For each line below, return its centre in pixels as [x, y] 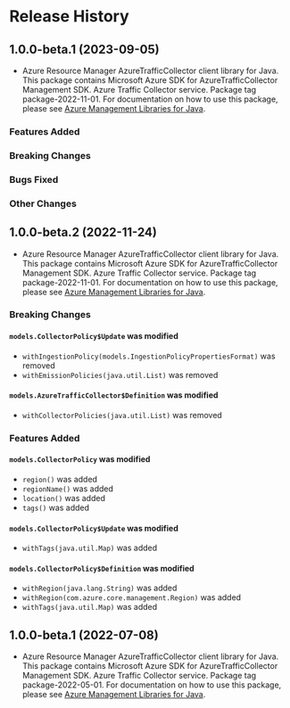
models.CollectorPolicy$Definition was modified [102, 568]
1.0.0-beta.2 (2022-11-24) [83, 232]
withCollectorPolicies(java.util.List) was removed [122, 415]
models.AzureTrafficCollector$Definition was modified [114, 395]
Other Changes [43, 203]
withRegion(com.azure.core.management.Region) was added [132, 597]
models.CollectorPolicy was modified [80, 459]
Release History [69, 16]
